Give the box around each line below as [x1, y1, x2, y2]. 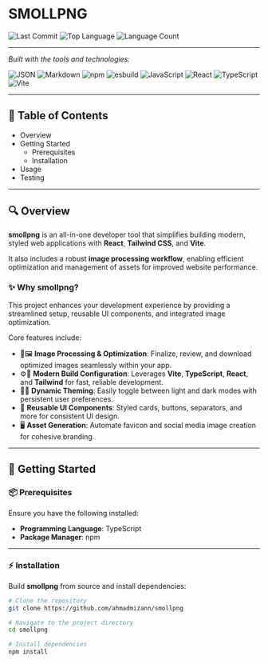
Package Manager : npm [19, 532, 100, 542]
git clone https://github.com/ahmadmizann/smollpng [8, 604, 183, 612]
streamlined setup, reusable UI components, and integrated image [8, 309, 226, 318]
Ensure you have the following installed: [8, 508, 140, 518]
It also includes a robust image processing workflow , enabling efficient [8, 254, 244, 263]
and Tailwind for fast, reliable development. [19, 377, 164, 386]
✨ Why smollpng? [8, 282, 79, 293]
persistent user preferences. [19, 394, 114, 404]
